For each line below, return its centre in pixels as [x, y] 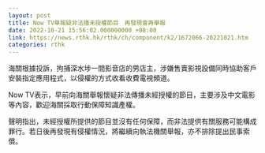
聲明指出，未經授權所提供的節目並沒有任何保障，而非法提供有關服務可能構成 [132, 121]
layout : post [30, 15]
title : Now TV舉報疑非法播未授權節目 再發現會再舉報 [87, 23]
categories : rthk [37, 45]
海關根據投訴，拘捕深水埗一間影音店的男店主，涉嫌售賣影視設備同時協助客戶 [132, 69]
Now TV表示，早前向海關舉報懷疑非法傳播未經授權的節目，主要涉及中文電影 [132, 95]
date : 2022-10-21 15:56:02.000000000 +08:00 [82, 30]
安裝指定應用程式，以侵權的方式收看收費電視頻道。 [91, 78]
